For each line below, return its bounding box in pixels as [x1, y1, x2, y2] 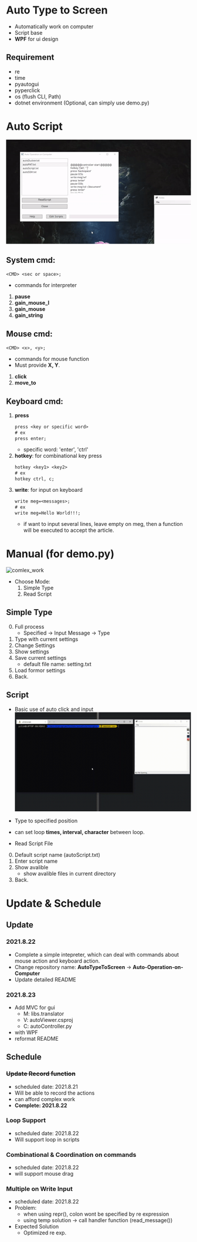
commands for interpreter [14, 282, 77, 289]
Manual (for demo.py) [6, 547, 114, 561]
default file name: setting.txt [23, 660, 92, 667]
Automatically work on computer [14, 23, 94, 30]
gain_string [14, 312, 43, 319]
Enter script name [14, 858, 58, 865]
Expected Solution [14, 1223, 59, 1230]
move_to [14, 379, 36, 386]
